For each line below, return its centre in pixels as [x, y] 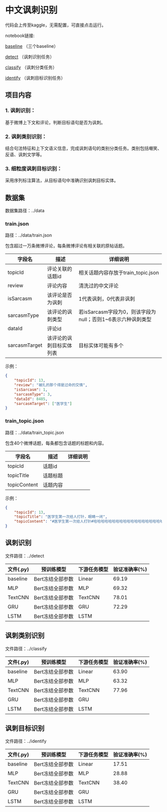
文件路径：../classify [26, 649]
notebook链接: [20, 35]
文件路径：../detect [25, 555]
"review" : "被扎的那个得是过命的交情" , [51, 385]
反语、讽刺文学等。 [25, 154]
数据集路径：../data [25, 211]
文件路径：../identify [26, 741]
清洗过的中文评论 [99, 286]
